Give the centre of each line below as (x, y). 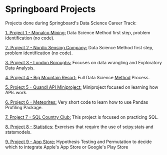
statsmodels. (18, 132)
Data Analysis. (20, 68)
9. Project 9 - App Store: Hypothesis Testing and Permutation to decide (78, 142)
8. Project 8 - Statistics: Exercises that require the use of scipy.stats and (79, 127)
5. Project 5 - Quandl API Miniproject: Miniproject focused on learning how (82, 87)
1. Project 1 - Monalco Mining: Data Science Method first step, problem (78, 32)
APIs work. (16, 92)
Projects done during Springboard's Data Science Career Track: (71, 23)
